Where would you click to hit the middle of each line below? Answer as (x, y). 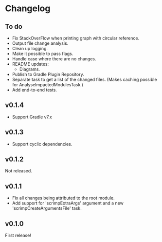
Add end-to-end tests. (35, 90)
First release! (18, 235)
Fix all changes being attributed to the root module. (63, 198)
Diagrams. (30, 69)
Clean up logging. (30, 48)
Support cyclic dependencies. (42, 144)
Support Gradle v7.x (32, 117)
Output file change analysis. (40, 43)
